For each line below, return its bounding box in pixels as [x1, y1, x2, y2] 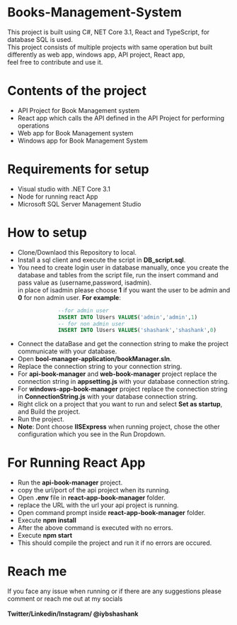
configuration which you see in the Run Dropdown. [17, 430, 166, 438]
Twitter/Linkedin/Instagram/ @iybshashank [7, 609, 139, 618]
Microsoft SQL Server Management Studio [17, 199, 141, 208]
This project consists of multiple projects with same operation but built [7, 43, 213, 51]
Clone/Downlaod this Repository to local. [17, 248, 137, 256]
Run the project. [17, 415, 65, 424]
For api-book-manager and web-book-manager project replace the [17, 370, 217, 378]
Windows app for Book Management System [17, 136, 149, 145]
